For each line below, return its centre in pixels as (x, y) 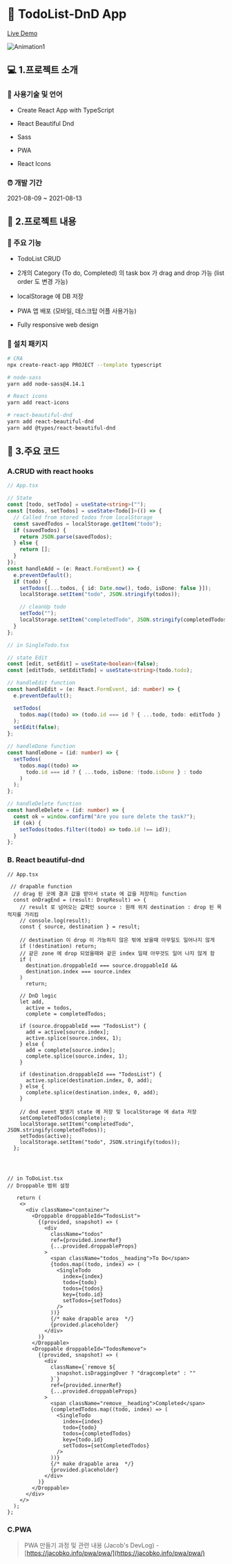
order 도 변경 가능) (42, 281)
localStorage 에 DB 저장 (50, 296)
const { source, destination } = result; (80, 926)
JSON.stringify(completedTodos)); (57, 1130)
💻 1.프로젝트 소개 (42, 70)
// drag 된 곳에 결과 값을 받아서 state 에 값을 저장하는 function (100, 894)
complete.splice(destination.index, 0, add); (92, 1092)
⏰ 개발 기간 (25, 182)
